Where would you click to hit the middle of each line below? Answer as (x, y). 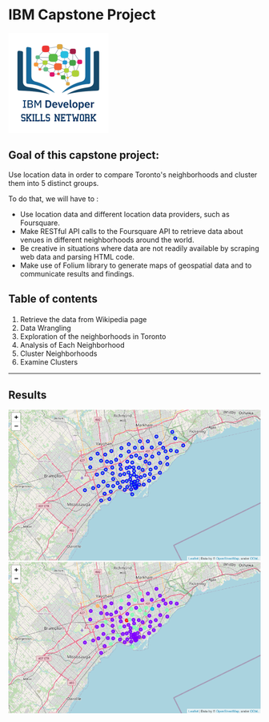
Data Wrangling (46, 328)
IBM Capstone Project (82, 15)
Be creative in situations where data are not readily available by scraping (139, 248)
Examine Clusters (49, 362)
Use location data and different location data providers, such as (124, 214)
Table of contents (53, 299)
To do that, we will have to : (53, 199)
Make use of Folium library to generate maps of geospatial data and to (136, 265)
